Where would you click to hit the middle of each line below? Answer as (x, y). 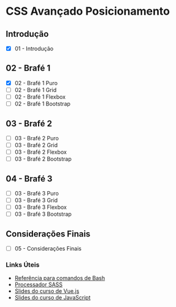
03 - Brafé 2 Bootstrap (43, 159)
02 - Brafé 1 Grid (36, 89)
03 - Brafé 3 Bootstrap (43, 214)
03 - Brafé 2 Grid (36, 145)
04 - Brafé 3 (29, 179)
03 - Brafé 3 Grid (36, 200)
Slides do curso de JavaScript (52, 298)
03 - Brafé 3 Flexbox (40, 207)
